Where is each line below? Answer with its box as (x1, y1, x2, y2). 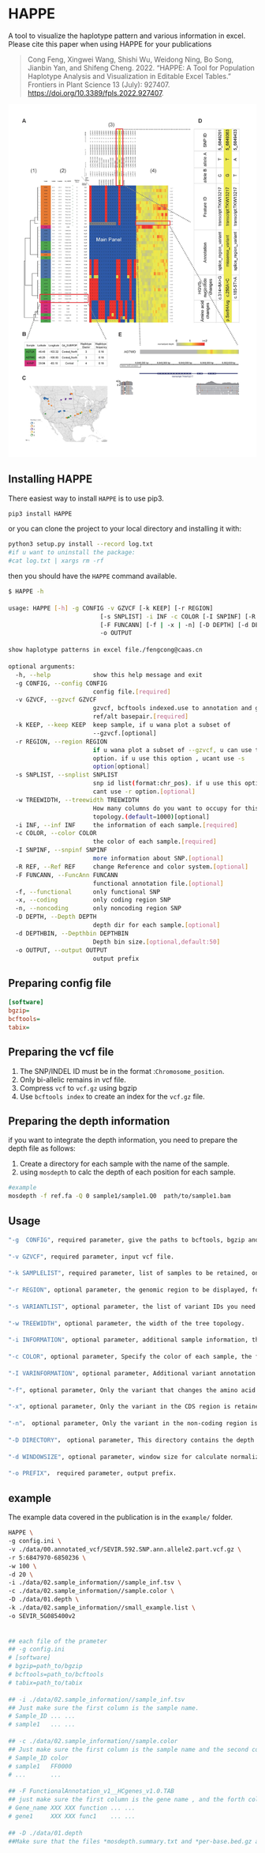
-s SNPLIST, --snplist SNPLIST (15, 771, 118, 779)
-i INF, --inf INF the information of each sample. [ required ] (15, 821, 238, 829)
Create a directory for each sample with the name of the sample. (19, 1159, 230, 1169)
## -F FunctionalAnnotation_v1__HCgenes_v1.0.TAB (8, 1787, 175, 1795)
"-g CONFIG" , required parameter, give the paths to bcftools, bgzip (8, 1235, 245, 1244)
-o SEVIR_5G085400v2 (8, 1612, 77, 1620)
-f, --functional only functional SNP (15, 887, 160, 896)
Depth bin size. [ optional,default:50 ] (92, 938, 221, 946)
